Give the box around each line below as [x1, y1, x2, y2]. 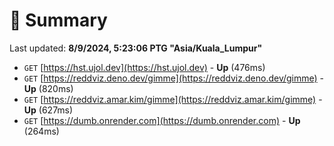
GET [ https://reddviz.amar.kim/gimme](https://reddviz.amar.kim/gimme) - [23, 93, 323, 105]
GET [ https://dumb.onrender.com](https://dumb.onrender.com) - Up [23, 114, 301, 126]
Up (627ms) [23, 104, 74, 116]
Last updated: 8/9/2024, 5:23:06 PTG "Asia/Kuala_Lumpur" [9, 42, 263, 54]
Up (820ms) [23, 82, 74, 94]
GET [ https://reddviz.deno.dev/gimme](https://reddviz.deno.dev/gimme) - [23, 72, 325, 84]
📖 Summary [9, 9, 108, 32]
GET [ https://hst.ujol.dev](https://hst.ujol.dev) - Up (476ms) [23, 61, 266, 73]
